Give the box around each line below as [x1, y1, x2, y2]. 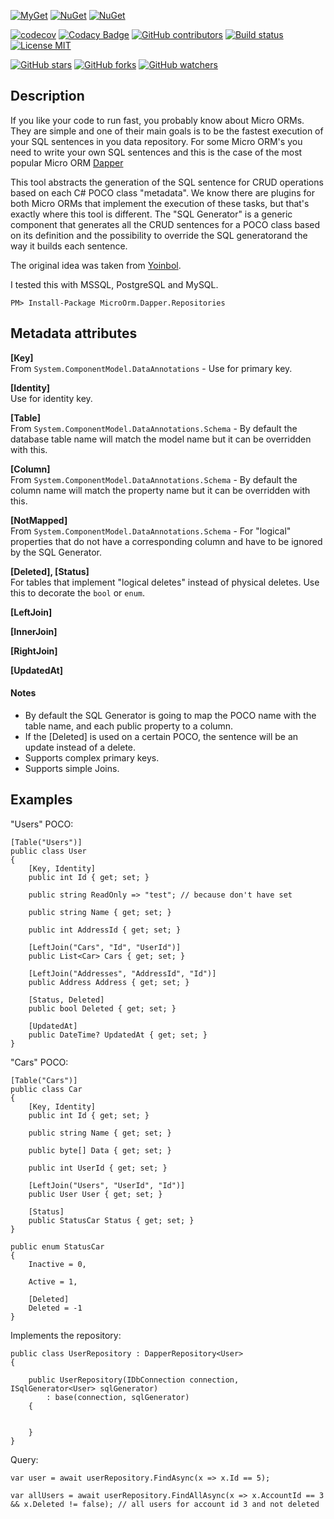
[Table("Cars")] [10, 1075, 78, 1085]
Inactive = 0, [28, 1259, 87, 1269]
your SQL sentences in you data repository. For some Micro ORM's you [10, 135, 303, 147]
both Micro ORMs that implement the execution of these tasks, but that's [10, 197, 310, 209]
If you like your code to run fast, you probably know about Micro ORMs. [10, 114, 305, 126]
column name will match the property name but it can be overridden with [10, 484, 311, 496]
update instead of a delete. [24, 741, 137, 753]
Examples [10, 791, 73, 809]
